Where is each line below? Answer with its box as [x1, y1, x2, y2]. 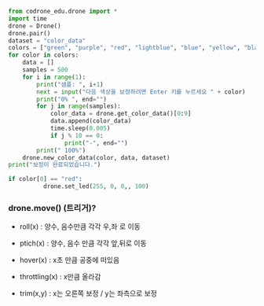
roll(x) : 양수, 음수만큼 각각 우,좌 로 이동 [19, 222, 141, 231]
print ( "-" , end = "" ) [64, 138, 128, 147]
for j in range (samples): [36, 102, 122, 110]
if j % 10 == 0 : [49, 131, 104, 139]
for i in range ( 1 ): [22, 73, 86, 81]
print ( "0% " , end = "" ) [36, 95, 108, 103]
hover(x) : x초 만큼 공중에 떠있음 [19, 256, 120, 265]
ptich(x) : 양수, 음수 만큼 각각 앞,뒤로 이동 [19, 238, 147, 248]
